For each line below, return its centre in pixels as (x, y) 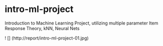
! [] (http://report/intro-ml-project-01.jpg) (47, 38)
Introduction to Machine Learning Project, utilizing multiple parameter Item (81, 23)
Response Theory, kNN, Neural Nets (42, 28)
